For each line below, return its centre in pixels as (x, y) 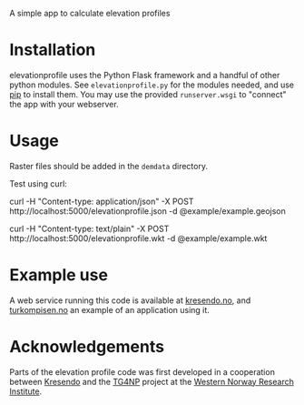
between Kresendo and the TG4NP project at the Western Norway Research (152, 381)
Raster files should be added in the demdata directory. (109, 166)
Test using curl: (39, 183)
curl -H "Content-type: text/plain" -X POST (89, 228)
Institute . (26, 391)
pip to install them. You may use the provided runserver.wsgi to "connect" (148, 94)
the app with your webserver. (64, 104)
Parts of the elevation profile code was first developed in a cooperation (142, 371)
